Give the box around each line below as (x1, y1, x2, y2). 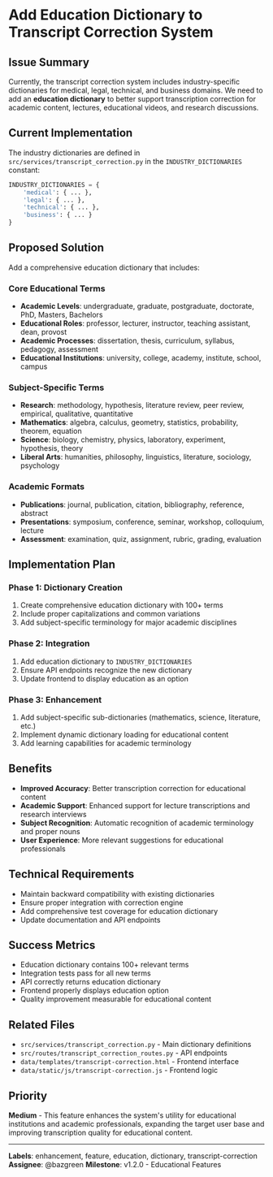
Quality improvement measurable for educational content (19, 994, 212, 1004)
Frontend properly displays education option (19, 985, 169, 996)
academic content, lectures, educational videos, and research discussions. (8, 103, 259, 112)
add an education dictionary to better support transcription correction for (8, 94, 256, 103)
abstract (19, 508, 49, 517)
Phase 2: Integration (8, 638, 90, 649)
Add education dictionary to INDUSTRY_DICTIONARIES (19, 656, 193, 666)
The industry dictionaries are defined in (8, 148, 141, 158)
